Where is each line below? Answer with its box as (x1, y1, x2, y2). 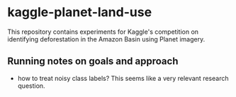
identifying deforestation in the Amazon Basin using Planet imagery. (7, 34, 206, 43)
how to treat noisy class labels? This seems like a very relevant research (17, 74, 229, 82)
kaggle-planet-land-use (7, 4, 152, 20)
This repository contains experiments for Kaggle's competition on (7, 27, 199, 36)
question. (17, 82, 45, 90)
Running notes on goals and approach (7, 56, 179, 67)
